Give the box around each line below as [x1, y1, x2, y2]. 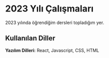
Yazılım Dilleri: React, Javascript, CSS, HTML [5, 47, 99, 53]
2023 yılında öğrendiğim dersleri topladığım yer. [5, 19, 104, 25]
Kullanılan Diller [5, 34, 56, 42]
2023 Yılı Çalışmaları [5, 3, 94, 14]
